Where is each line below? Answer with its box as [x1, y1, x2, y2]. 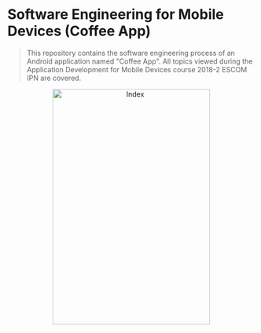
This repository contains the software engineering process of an [26, 48, 235, 57]
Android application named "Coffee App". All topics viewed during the [26, 57, 253, 66]
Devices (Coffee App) [7, 22, 151, 40]
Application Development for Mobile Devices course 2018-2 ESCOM [26, 64, 248, 74]
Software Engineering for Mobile [7, 5, 225, 24]
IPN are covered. [26, 73, 82, 82]
